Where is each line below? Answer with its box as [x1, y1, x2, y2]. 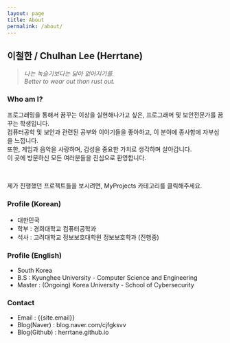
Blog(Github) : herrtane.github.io [16, 328, 109, 337]
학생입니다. [19, 120, 50, 128]
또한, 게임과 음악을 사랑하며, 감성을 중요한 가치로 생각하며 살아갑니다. [7, 145, 192, 153]
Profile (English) [7, 250, 62, 260]
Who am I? [7, 94, 43, 104]
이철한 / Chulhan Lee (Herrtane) [7, 49, 143, 62]
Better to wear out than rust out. [23, 77, 115, 86]
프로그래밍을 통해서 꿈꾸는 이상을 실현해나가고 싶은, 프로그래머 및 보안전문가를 [7, 111, 216, 119]
